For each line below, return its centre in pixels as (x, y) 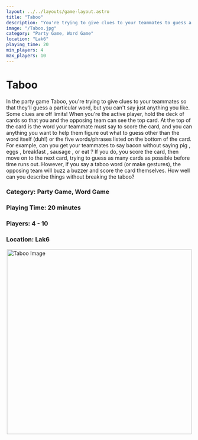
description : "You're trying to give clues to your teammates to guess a (99, 22)
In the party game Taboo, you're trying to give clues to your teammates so (96, 101)
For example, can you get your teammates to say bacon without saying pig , (98, 145)
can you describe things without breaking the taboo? (70, 177)
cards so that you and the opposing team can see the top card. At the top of (98, 120)
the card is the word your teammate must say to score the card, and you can (99, 126)
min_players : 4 (25, 50)
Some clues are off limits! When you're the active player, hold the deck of (95, 114)
